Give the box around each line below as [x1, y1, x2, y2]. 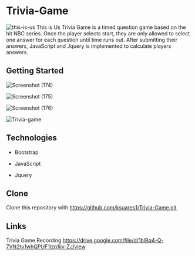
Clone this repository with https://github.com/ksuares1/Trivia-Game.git [6, 204, 177, 211]
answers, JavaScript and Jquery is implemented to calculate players [6, 42, 172, 50]
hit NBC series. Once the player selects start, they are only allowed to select [6, 29, 190, 37]
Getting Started [6, 66, 64, 76]
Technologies [6, 133, 58, 143]
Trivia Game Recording [6, 237, 62, 244]
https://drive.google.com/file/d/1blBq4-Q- [62, 237, 164, 244]
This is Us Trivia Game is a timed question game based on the [36, 24, 186, 31]
